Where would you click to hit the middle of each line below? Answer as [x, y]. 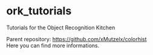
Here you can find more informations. [53, 45]
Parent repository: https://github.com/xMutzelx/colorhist [76, 39]
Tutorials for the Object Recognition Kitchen [61, 27]
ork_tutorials [39, 11]
